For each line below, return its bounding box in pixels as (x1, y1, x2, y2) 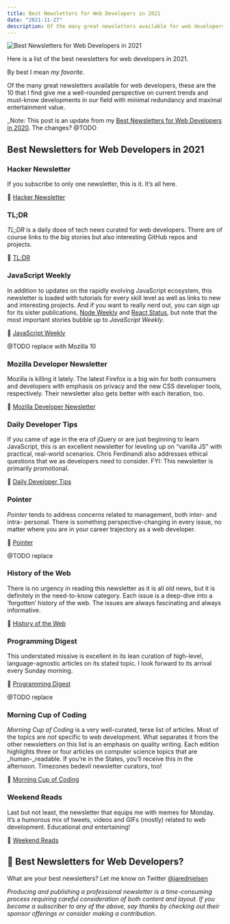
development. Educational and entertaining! (7, 823, 131, 831)
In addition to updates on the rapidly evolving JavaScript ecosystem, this (7, 286, 212, 295)
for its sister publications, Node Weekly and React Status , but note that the (7, 308, 218, 316)
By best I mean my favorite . (7, 68, 85, 76)
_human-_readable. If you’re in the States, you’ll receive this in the (7, 755, 194, 763)
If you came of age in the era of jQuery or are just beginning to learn (7, 435, 200, 443)
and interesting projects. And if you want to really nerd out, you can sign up (7, 301, 220, 309)
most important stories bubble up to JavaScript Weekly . (7, 315, 165, 324)
